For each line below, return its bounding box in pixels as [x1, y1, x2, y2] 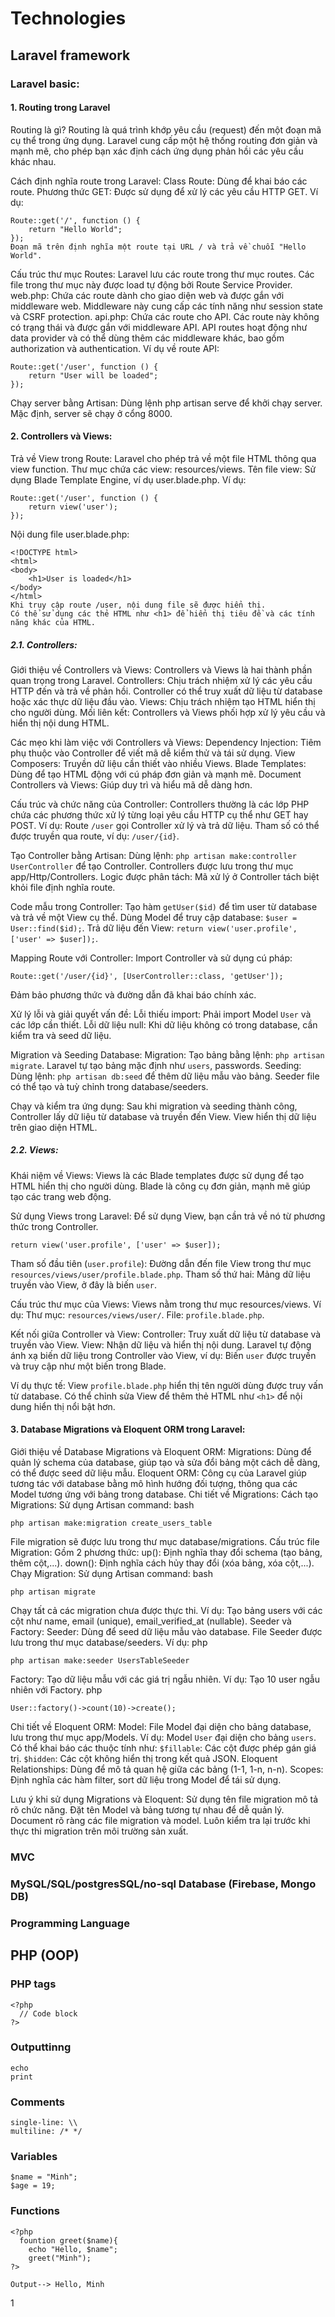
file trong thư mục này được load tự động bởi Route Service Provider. [10, 278, 293, 291]
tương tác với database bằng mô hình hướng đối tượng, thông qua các [10, 1478, 298, 1490]
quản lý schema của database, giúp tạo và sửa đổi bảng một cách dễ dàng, [10, 1457, 321, 1469]
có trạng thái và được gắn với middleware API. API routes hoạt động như [10, 321, 308, 333]
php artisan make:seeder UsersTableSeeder [10, 1656, 190, 1666]
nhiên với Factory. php [10, 1684, 103, 1696]
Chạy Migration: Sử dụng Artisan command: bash [10, 1568, 213, 1580]
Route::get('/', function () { [10, 215, 141, 226]
